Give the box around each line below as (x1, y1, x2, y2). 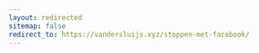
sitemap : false (8, 22, 67, 31)
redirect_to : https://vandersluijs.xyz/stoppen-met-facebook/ (8, 30, 250, 39)
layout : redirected (8, 13, 83, 22)
